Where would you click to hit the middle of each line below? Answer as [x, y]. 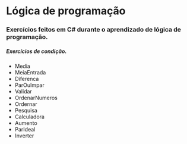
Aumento [26, 123]
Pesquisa [26, 111]
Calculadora [29, 117]
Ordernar [26, 104]
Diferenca [27, 79]
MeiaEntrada [30, 73]
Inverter [24, 136]
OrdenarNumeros [36, 98]
